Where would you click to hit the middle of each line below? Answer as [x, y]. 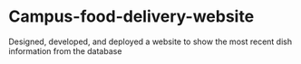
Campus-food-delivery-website [131, 17]
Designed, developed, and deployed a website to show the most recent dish [150, 41]
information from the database [65, 50]
